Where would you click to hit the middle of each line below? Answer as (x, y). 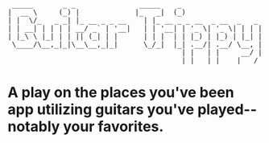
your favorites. (114, 127)
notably (34, 127)
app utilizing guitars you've (101, 110)
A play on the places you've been (121, 93)
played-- (228, 110)
